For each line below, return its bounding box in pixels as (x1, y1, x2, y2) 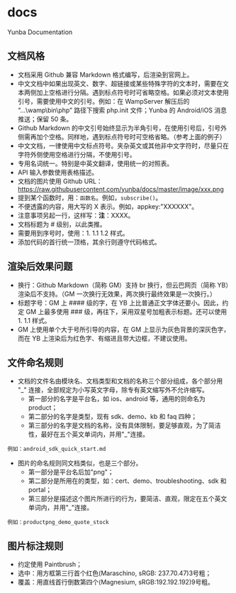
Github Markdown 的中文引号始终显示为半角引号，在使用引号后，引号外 (17, 124, 227, 132)
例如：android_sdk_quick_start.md (7, 445, 106, 453)
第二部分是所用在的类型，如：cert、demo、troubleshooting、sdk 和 (28, 477, 227, 485)
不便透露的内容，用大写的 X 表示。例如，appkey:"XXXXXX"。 (17, 202, 198, 210)
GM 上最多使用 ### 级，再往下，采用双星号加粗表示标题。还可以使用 (26, 307, 227, 316)
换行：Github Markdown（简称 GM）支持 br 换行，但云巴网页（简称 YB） (17, 281, 229, 289)
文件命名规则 (7, 357, 64, 369)
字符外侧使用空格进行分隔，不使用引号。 (17, 150, 136, 158)
